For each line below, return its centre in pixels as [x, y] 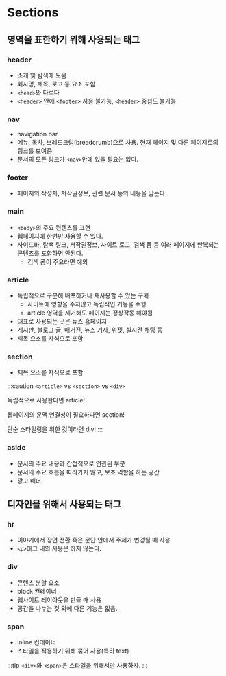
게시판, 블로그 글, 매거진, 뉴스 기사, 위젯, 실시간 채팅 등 [90, 330]
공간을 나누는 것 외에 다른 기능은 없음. [67, 608]
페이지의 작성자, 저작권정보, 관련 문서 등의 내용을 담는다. [92, 193]
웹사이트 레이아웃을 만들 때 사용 [59, 600]
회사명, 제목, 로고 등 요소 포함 [56, 84]
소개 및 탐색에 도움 [42, 75]
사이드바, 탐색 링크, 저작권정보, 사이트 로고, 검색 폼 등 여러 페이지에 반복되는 [118, 244]
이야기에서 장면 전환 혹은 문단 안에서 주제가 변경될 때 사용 [94, 540]
